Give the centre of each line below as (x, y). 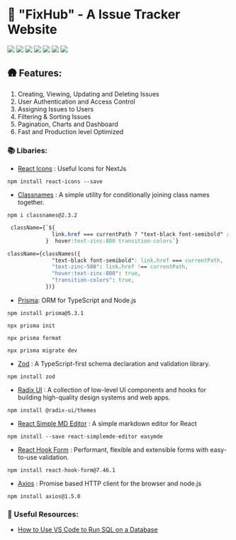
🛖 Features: (35, 73)
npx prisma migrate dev (43, 351)
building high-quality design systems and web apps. (94, 397)
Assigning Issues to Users (56, 109)
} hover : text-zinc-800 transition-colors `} (112, 241)
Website (32, 29)
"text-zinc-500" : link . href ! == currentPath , (120, 267)
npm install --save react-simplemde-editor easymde (85, 436)
